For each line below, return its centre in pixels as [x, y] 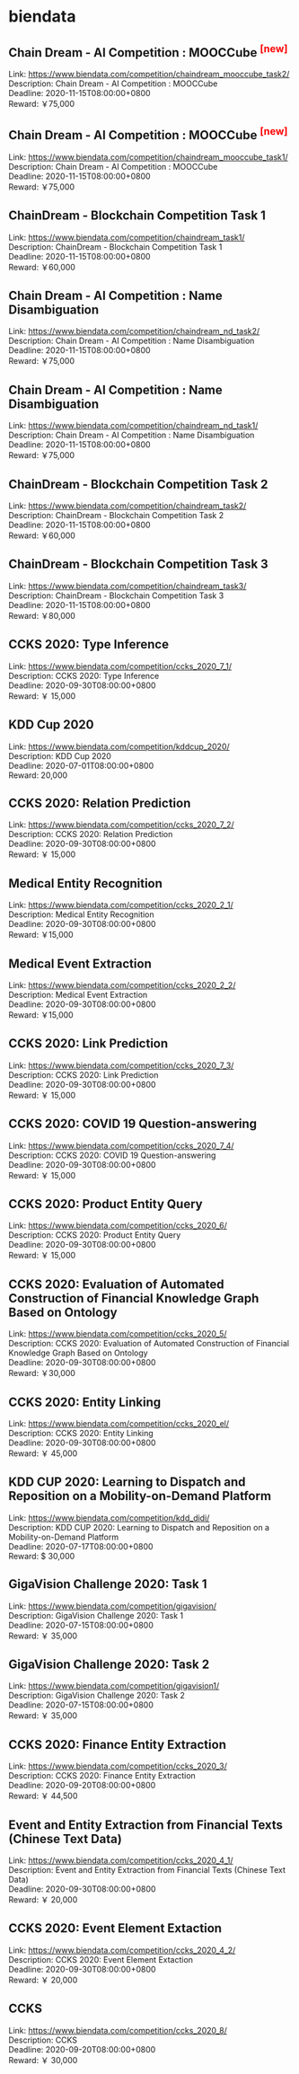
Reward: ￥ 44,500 [43, 1796]
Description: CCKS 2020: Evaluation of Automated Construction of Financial [149, 1344]
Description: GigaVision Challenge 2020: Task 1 [96, 1615]
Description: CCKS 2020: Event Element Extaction [101, 1959]
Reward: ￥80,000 [42, 615]
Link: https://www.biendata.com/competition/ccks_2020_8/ [118, 2030]
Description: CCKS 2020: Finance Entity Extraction [102, 1776]
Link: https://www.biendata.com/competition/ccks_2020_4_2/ [122, 1950]
